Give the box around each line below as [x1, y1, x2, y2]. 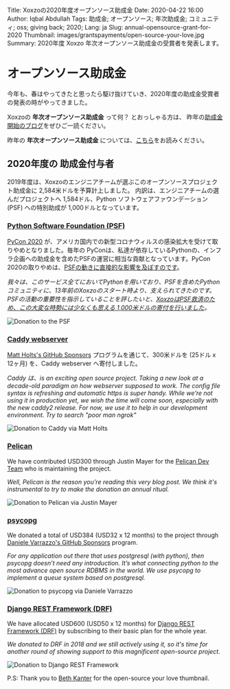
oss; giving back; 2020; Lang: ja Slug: [16, 23, 124, 31]
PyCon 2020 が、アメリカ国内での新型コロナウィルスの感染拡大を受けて [7, 238, 213, 246]
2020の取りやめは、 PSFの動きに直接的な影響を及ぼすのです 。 [7, 263, 183, 271]
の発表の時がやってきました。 [7, 98, 91, 106]
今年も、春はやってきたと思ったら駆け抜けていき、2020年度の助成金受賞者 [7, 89, 220, 98]
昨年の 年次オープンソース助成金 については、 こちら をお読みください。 [7, 136, 208, 144]
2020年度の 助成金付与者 [7, 158, 115, 170]
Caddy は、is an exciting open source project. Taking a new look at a [7, 374, 204, 383]
